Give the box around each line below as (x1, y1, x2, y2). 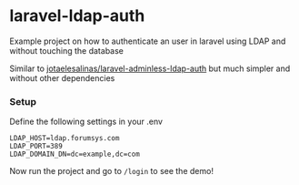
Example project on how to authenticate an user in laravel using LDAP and (9, 36, 286, 46)
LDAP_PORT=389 (9, 142, 64, 151)
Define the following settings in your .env (9, 116, 164, 128)
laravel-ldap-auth (9, 5, 145, 26)
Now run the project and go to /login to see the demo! (9, 166, 214, 177)
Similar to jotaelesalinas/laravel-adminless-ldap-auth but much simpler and (9, 63, 291, 74)
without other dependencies (9, 72, 115, 83)
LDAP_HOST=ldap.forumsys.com (9, 134, 120, 143)
